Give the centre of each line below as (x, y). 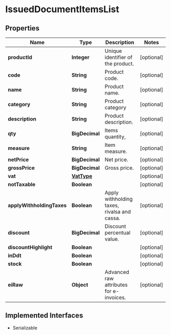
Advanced (117, 272)
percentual (118, 233)
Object (80, 285)
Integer (81, 57)
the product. (119, 64)
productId (20, 57)
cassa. (112, 218)
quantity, (115, 137)
